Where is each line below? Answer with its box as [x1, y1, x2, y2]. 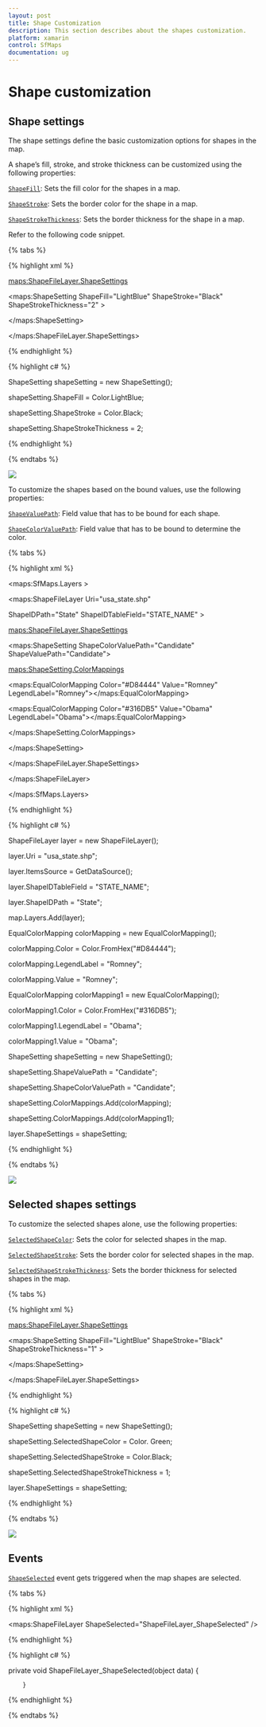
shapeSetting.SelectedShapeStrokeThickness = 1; [8, 1467, 171, 1477]
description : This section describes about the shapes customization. [8, 26, 247, 34]
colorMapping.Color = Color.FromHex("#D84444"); [8, 944, 176, 953]
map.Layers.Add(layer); [8, 913, 86, 922]
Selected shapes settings [8, 1198, 137, 1212]
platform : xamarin [8, 33, 69, 42]
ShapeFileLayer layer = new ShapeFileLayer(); [8, 836, 159, 845]
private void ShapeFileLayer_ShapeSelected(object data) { [8, 1666, 199, 1675]
